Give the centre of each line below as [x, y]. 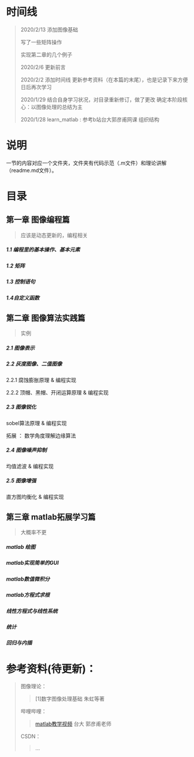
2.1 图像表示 [21, 348]
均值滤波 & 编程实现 [30, 466]
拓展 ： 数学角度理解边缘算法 [41, 435]
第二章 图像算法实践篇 [46, 318]
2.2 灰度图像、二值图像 [34, 364]
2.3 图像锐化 [21, 407]
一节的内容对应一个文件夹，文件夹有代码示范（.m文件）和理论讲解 [86, 163]
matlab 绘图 [21, 547]
